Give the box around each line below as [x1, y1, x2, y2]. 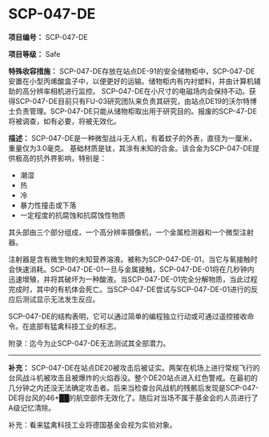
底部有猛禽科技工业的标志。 [29, 321, 121, 331]
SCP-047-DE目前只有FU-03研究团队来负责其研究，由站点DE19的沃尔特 [14, 96, 251, 106]
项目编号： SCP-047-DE [8, 32, 88, 42]
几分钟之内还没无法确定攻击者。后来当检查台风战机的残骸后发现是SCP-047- [8, 383, 259, 392]
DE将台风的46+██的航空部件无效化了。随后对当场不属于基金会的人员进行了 [8, 393, 259, 403]
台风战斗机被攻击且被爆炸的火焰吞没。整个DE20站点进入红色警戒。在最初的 [8, 373, 258, 383]
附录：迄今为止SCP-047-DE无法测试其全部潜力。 [8, 338, 171, 348]
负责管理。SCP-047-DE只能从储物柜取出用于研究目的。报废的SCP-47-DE [14, 106, 258, 116]
